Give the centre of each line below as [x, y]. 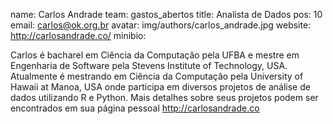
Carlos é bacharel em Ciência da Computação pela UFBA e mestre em [155, 55]
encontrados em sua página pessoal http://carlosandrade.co [135, 108]
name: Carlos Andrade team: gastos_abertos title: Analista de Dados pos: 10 [166, 14]
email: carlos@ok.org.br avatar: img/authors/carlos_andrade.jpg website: [161, 25]
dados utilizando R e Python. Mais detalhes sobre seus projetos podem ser [164, 97]
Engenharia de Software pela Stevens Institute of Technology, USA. [149, 65]
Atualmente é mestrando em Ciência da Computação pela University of [157, 76]
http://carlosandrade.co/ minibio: [78, 35]
